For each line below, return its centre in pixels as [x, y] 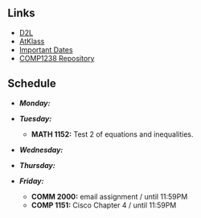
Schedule [32, 84]
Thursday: [37, 165]
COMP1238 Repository [57, 58]
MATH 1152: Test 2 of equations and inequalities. [112, 134]
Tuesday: [35, 118]
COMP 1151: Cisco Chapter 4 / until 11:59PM [104, 205]
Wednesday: [41, 150]
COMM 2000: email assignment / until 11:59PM [109, 196]
